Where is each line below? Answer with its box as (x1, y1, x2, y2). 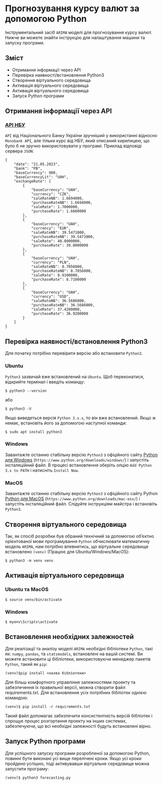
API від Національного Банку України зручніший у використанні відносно (5, 133, 158, 139)
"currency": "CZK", (31, 192, 71, 197)
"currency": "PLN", (31, 260, 71, 265)
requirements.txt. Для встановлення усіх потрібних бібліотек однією (5, 689, 147, 695)
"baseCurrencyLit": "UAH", (14, 175, 69, 180)
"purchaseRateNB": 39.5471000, (31, 235, 95, 240)
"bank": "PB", (14, 166, 42, 171)
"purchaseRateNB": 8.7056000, (31, 269, 93, 274)
